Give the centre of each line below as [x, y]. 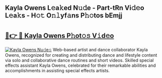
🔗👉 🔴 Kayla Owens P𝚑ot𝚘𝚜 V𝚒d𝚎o [60, 36]
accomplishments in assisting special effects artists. [57, 70]
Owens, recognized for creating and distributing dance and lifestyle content [81, 55]
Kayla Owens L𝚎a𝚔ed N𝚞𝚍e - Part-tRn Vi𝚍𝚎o [75, 8]
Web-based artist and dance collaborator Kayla [100, 50]
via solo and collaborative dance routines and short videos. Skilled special [79, 60]
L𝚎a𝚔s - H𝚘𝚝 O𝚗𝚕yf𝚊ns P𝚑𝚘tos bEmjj [64, 16]
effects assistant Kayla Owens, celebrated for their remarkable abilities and [81, 65]
